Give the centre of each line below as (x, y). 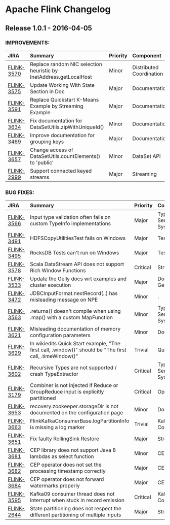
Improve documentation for (62, 135)
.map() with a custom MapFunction (71, 317)
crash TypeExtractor (54, 374)
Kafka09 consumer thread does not (72, 494)
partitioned (43, 398)
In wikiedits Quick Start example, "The (75, 344)
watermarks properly (55, 486)
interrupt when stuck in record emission (77, 500)
